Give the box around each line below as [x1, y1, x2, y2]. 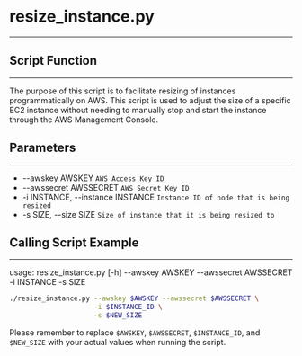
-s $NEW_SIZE [93, 311, 143, 320]
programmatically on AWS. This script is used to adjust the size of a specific [9, 94, 291, 105]
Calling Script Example [9, 235, 139, 250]
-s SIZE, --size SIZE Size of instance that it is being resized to [22, 209, 275, 219]
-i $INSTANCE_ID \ [93, 303, 164, 312]
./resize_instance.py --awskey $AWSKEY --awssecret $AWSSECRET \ [9, 294, 259, 303]
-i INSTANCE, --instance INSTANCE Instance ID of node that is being [22, 191, 290, 202]
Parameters [9, 140, 76, 156]
